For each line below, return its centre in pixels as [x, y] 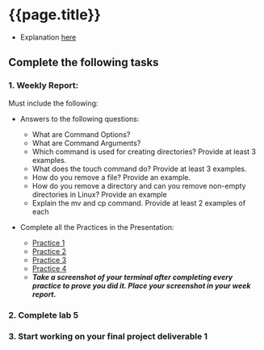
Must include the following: [53, 103]
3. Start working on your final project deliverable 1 [108, 336]
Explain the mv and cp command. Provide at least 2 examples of [139, 202]
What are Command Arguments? [86, 143]
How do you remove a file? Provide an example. [111, 177]
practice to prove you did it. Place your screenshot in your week [141, 285]
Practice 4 [49, 269]
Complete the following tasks [84, 62]
